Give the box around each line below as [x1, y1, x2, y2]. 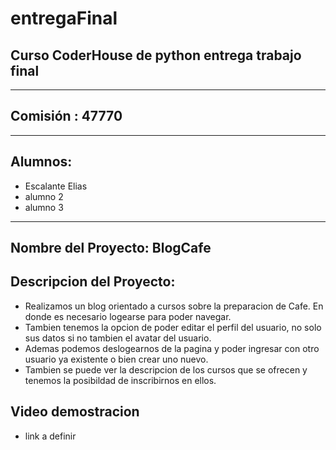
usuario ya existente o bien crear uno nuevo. [24, 353, 209, 365]
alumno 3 [24, 201, 64, 213]
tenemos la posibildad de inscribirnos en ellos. [24, 374, 217, 386]
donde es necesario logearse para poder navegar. [24, 310, 232, 322]
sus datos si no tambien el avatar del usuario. [24, 332, 212, 344]
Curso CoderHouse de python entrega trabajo [10, 47, 302, 64]
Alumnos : [10, 153, 73, 171]
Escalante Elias [24, 180, 88, 192]
